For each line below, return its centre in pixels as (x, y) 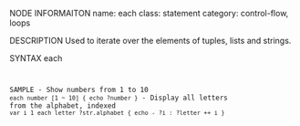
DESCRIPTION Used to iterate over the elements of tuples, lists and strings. (150, 41)
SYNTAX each (36, 58)
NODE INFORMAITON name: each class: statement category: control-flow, (149, 13)
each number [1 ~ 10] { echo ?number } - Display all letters (119, 98)
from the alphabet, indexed (63, 105)
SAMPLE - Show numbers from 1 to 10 (79, 89)
